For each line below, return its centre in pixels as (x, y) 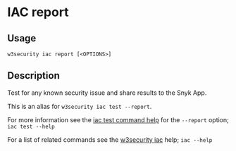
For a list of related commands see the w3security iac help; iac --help (110, 139)
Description (33, 75)
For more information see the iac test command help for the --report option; (118, 119)
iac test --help (31, 126)
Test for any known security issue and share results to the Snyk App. (107, 93)
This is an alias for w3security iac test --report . (80, 106)
